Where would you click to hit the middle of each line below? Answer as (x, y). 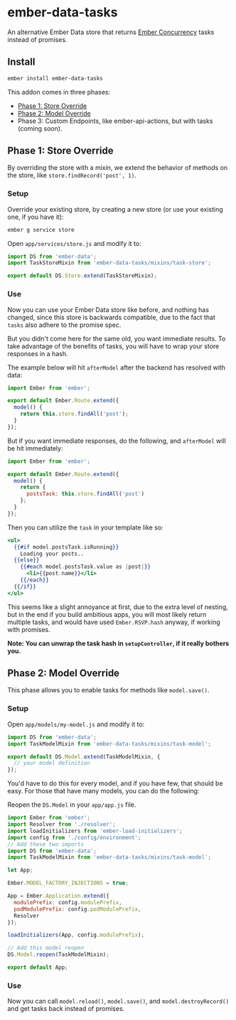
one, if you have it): (36, 217)
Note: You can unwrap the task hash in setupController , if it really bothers (118, 643)
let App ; (20, 870)
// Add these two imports (45, 844)
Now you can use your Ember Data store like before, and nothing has (108, 309)
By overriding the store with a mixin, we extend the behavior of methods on (118, 168)
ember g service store (41, 230)
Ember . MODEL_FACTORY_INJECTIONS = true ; (68, 883)
